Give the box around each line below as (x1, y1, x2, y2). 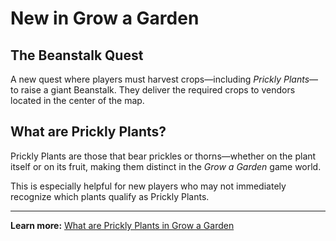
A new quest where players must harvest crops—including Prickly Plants (10, 73, 310, 85)
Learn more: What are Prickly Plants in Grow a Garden (10, 219, 235, 231)
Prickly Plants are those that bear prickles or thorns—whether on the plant (10, 150, 317, 162)
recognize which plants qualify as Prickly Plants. (10, 190, 210, 202)
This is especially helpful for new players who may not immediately (10, 180, 287, 192)
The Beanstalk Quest (10, 47, 144, 64)
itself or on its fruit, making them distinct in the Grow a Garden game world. (10, 160, 322, 172)
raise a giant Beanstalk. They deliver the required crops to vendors (20, 84, 296, 96)
